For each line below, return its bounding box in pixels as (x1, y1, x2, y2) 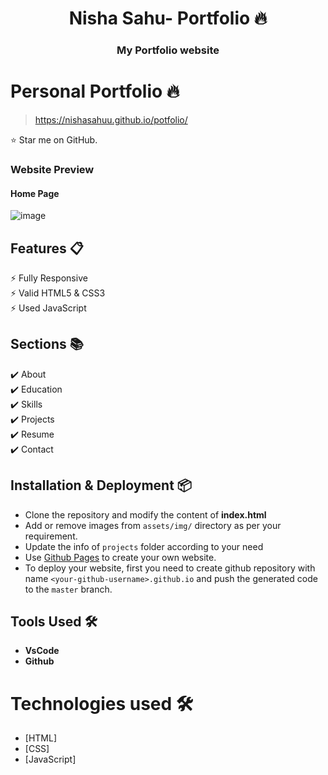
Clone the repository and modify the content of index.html (24, 508, 267, 521)
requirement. (24, 530, 78, 542)
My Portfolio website (116, 43, 220, 57)
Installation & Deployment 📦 (10, 477, 192, 494)
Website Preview (10, 162, 95, 176)
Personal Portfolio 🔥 (10, 80, 180, 103)
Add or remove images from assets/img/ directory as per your (24, 519, 282, 531)
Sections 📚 (10, 336, 84, 353)
